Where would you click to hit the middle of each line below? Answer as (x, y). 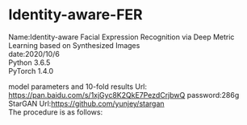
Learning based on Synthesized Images (74, 45)
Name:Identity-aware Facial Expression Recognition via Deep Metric (121, 37)
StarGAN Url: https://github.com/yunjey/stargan (86, 103)
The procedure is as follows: (56, 112)
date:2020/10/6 (34, 54)
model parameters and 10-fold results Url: (78, 87)
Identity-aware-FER (75, 15)
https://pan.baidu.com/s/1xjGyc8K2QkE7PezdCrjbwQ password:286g (124, 95)
